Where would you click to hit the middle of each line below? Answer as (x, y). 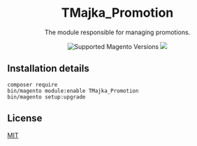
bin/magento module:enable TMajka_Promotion (73, 91)
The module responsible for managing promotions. (117, 32)
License (25, 118)
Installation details (48, 69)
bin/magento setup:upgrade (46, 97)
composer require (32, 85)
